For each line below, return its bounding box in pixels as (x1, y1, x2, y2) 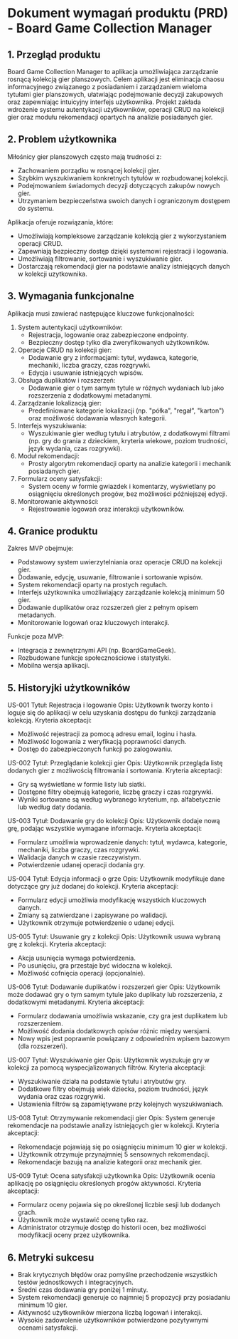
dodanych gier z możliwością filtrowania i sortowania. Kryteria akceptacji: (7, 766, 222, 775)
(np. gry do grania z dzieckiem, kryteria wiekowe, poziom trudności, (28, 436, 228, 445)
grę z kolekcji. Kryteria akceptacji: (7, 940, 107, 948)
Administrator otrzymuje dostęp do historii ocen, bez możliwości (17, 1224, 207, 1232)
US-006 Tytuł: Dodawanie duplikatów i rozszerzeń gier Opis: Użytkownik (7, 983, 221, 991)
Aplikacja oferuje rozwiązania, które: (7, 217, 114, 226)
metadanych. (17, 611, 57, 619)
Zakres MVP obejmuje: (7, 544, 74, 553)
